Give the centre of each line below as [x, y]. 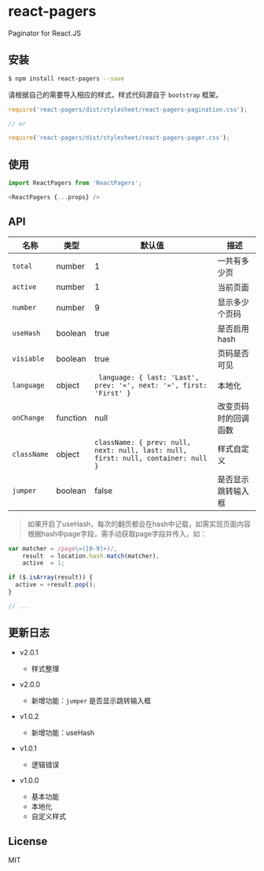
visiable [28, 358]
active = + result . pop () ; [56, 585]
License [28, 841]
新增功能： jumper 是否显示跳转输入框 [91, 700]
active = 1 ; [44, 563]
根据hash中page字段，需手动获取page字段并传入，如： [117, 533]
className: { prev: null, [143, 442]
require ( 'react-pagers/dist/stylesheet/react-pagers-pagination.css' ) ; [128, 109]
